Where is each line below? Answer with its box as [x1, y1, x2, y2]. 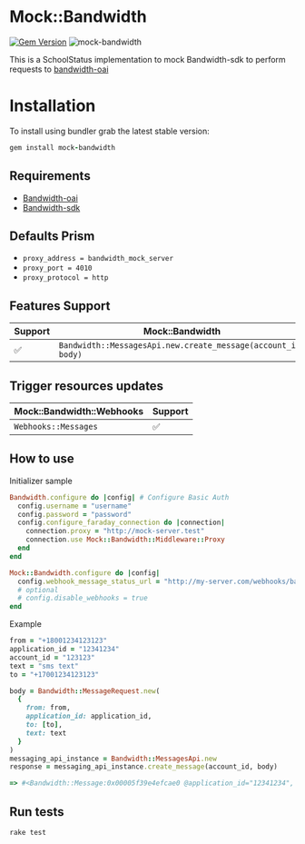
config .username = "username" [17, 501, 132, 511]
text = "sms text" [9, 661, 79, 670]
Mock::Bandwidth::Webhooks [14, 405, 143, 417]
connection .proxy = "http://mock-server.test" [25, 527, 205, 536]
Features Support [9, 298, 111, 313]
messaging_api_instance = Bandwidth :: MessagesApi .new [9, 754, 218, 763]
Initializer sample [9, 475, 73, 486]
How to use [9, 452, 74, 467]
